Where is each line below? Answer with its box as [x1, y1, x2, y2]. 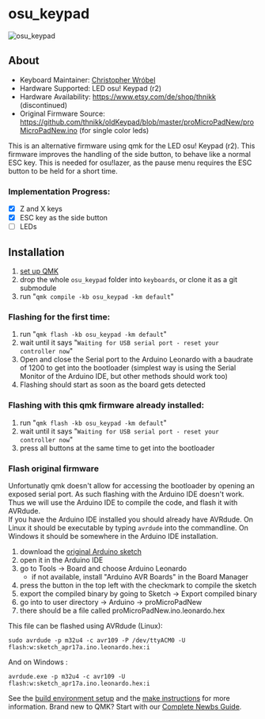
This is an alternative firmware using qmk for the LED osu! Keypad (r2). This [8, 140, 256, 151]
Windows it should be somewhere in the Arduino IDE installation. [8, 531, 218, 541]
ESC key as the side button [19, 213, 108, 223]
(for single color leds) [78, 125, 150, 135]
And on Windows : [8, 657, 69, 667]
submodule [19, 283, 57, 293]
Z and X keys [19, 204, 63, 214]
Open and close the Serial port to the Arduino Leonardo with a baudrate [19, 354, 253, 365]
